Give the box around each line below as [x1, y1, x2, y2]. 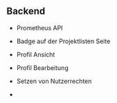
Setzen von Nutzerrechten [16, 77, 92, 85]
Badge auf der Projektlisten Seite [16, 37, 111, 45]
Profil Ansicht [16, 50, 55, 58]
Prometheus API [16, 23, 63, 32]
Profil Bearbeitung [16, 63, 69, 71]
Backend [6, 5, 46, 17]
